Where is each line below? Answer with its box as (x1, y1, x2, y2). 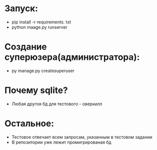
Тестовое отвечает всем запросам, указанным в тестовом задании (11, 134, 153, 140)
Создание (4, 41, 47, 53)
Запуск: (4, 3, 38, 14)
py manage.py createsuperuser (11, 68, 75, 74)
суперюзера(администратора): (4, 52, 140, 63)
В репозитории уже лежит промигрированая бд (11, 139, 112, 145)
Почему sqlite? (4, 85, 68, 96)
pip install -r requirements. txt (11, 19, 71, 25)
